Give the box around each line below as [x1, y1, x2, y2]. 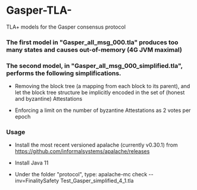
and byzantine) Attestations [14, 95, 83, 102]
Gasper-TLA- [6, 4, 73, 17]
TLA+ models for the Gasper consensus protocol [6, 23, 126, 30]
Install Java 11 [14, 159, 49, 167]
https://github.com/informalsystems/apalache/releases [14, 148, 150, 155]
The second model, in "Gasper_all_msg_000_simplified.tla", [6, 61, 183, 70]
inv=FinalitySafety [14, 177, 60, 185]
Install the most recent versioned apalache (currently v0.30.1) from [14, 141, 178, 149]
